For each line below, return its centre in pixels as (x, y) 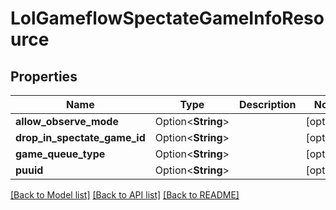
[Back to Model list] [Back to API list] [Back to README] (125, 195)
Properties (44, 76)
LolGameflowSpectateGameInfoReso (167, 18)
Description (268, 104)
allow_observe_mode (67, 121)
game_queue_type (60, 154)
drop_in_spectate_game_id (80, 137)
